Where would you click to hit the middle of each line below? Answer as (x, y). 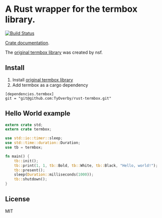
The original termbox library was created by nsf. (54, 52)
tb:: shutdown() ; (31, 179)
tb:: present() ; (30, 170)
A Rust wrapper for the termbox (71, 9)
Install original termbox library (42, 79)
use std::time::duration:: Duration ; (43, 143)
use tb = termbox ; (24, 147)
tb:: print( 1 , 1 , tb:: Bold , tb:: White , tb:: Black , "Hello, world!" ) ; (86, 165)
